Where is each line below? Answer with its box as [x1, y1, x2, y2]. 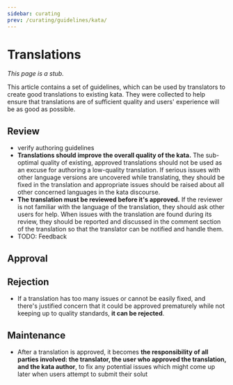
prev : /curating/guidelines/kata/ [7, 17, 108, 24]
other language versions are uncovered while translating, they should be [17, 173, 225, 181]
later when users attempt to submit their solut [17, 370, 148, 379]
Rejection [7, 276, 49, 288]
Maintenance [7, 329, 66, 341]
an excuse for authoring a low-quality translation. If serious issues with [17, 166, 220, 174]
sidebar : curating [7, 10, 61, 17]
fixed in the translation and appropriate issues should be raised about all [17, 181, 225, 189]
